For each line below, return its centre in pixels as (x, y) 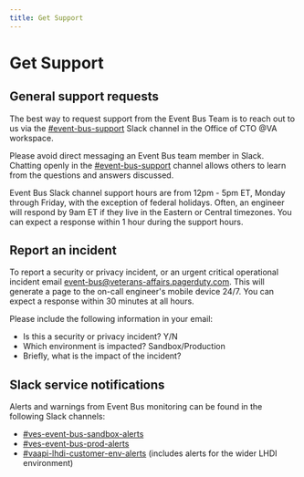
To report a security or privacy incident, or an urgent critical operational (144, 272)
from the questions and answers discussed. (92, 175)
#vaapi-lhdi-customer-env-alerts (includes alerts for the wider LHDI (150, 453)
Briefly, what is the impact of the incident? (102, 356)
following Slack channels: (58, 417)
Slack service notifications (87, 384)
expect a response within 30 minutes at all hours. (102, 301)
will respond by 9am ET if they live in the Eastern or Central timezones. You (151, 212)
